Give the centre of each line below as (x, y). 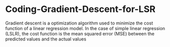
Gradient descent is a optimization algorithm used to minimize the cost (79, 23)
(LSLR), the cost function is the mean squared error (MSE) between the (80, 33)
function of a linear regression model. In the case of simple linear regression (85, 28)
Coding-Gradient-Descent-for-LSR (80, 9)
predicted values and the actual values (46, 39)
